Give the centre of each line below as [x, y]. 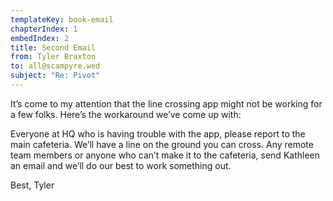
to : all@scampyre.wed [55, 66]
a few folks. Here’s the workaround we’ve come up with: [126, 114]
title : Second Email [53, 47]
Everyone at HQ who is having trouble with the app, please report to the [158, 133]
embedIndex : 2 [40, 38]
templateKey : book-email [62, 19]
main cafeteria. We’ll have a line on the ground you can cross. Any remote [162, 144]
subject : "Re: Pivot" [55, 76]
